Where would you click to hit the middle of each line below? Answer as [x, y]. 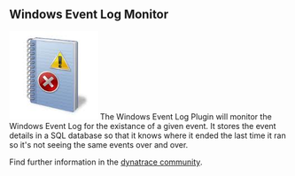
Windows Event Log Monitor [89, 15]
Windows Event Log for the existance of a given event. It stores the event [143, 126]
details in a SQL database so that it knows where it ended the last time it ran [147, 135]
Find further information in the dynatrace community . [106, 162]
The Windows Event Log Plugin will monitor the [186, 116]
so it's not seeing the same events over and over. [99, 144]
